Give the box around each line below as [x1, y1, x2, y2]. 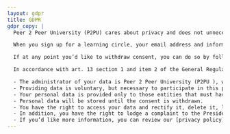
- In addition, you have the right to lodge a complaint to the [13, 110, 201, 117]
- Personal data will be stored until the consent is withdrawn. [13, 97, 204, 105]
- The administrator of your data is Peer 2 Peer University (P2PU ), [13, 79, 219, 85]
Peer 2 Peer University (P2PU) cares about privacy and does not [13, 29, 204, 36]
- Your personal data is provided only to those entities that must [13, 91, 213, 98]
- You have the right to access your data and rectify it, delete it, [13, 104, 219, 111]
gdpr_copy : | [7, 23, 44, 29]
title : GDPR [7, 16, 41, 23]
